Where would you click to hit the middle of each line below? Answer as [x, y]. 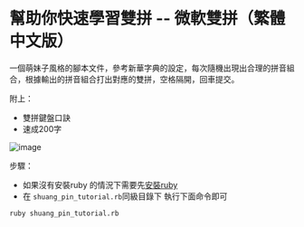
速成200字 [42, 128]
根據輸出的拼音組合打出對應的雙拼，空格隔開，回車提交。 [132, 79]
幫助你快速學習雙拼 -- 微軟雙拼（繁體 [147, 19]
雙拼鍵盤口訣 [46, 118]
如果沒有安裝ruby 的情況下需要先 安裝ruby [100, 184]
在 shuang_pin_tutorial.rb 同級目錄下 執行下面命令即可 [125, 196]
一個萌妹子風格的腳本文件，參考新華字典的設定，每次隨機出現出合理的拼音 [148, 68]
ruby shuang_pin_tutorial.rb [64, 213]
